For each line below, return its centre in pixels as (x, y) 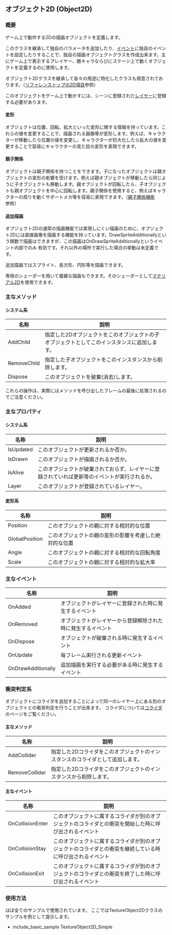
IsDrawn (18, 459)
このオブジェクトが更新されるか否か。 (84, 449)
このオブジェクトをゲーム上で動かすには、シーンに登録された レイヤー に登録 (86, 95)
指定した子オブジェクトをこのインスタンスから (101, 360)
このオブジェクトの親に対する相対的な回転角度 (104, 552)
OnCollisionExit (26, 873)
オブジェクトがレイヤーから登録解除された (112, 621)
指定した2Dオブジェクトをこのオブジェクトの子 (102, 335)
